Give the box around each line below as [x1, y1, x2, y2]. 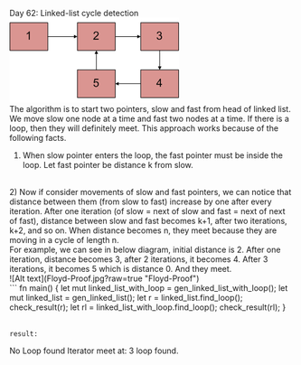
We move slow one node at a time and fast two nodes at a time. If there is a [9, 113, 289, 124]
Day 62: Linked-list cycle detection [9, 8, 139, 18]
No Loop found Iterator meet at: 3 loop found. [9, 345, 179, 356]
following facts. [9, 133, 67, 143]
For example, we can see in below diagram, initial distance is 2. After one [9, 244, 281, 255]
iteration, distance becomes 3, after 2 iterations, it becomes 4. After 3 [9, 254, 268, 265]
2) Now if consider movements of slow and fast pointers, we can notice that [9, 187, 292, 197]
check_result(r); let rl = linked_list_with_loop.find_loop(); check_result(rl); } [9, 302, 287, 313]
